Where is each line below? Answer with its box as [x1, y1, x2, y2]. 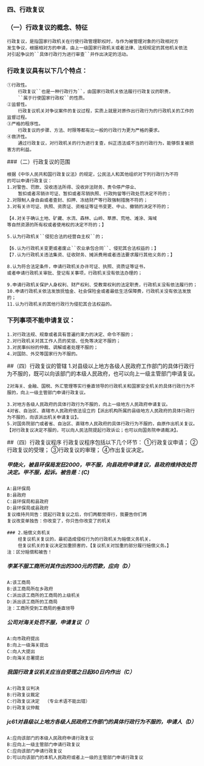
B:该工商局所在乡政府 [7, 586, 53, 592]
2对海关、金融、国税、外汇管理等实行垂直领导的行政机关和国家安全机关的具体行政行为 [7, 383, 191, 389]
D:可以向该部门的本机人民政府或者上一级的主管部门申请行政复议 [7, 754, 144, 761]
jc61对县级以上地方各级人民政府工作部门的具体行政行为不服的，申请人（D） [7, 718, 197, 725]
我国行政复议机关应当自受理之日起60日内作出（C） [7, 668, 135, 675]
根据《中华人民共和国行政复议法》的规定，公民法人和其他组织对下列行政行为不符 [7, 171, 178, 177]
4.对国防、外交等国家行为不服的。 [7, 351, 81, 357]
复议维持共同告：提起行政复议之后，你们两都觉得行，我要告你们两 [7, 511, 148, 518]
